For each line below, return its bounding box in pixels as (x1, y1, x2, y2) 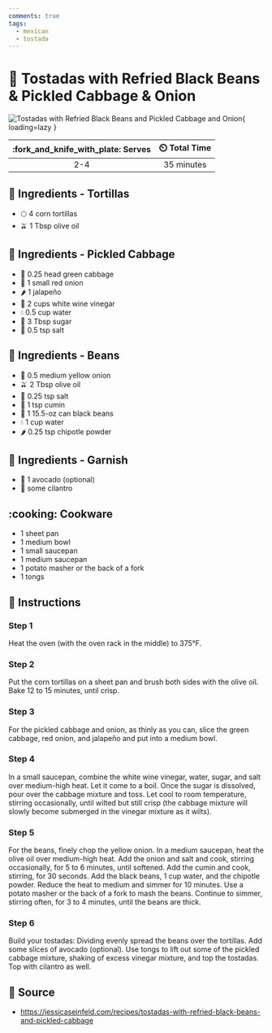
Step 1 (8, 620, 33, 631)
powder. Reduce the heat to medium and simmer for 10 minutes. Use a (8, 880, 244, 890)
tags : (8, 20, 27, 28)
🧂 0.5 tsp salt (19, 325, 65, 334)
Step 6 (8, 917, 35, 929)
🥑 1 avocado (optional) (19, 475, 96, 485)
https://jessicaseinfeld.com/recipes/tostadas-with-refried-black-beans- (19, 1007, 261, 1017)
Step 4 (8, 753, 35, 765)
